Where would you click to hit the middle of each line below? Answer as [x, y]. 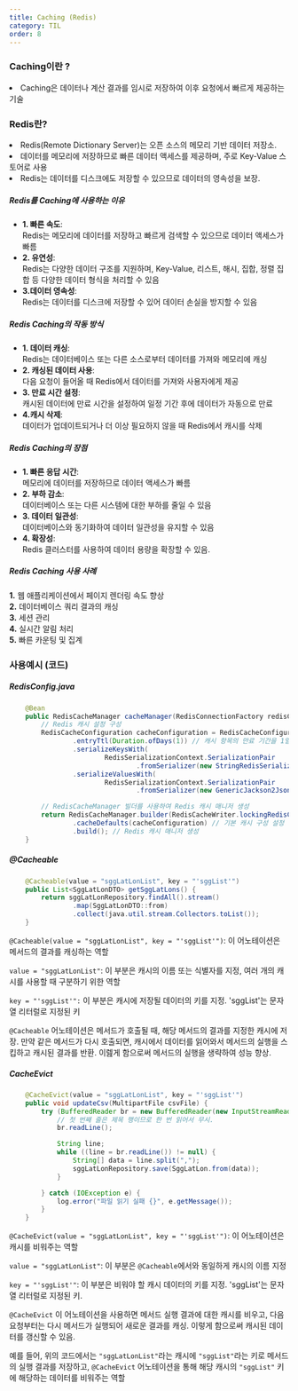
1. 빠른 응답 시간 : [51, 471]
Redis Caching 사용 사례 [53, 571]
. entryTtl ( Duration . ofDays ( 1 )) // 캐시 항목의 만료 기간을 [174, 741]
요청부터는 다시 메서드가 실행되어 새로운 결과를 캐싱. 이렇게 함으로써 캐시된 [138, 1326]
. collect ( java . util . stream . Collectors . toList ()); [166, 914]
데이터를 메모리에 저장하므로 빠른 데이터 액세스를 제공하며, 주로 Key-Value [149, 155]
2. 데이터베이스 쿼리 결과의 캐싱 [64, 606]
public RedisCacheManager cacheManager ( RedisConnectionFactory [145, 716]
